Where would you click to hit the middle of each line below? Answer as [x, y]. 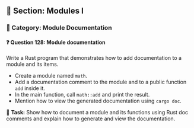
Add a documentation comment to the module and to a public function [101, 82]
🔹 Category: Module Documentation [59, 28]
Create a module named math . [51, 75]
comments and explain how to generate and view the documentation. [91, 119]
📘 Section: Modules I [45, 11]
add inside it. [30, 88]
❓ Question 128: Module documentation [56, 42]
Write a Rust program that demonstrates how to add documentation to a [94, 57]
